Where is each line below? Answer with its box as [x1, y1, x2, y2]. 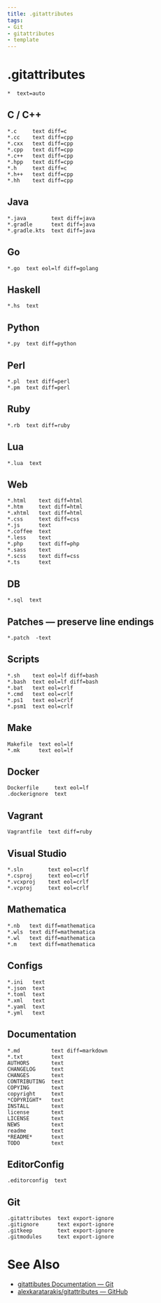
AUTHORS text [7, 1060, 64, 1067]
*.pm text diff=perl [7, 384, 71, 391]
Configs [7, 960, 43, 972]
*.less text [7, 534, 52, 542]
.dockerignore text [7, 791, 68, 798]
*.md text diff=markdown [7, 1047, 108, 1054]
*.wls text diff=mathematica [7, 928, 96, 936]
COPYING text [7, 1084, 64, 1091]
